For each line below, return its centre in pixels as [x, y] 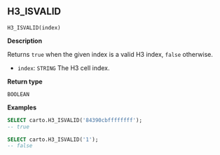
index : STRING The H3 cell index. [63, 68]
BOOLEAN [19, 94]
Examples [22, 107]
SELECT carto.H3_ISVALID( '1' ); [53, 140]
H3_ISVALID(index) [34, 27]
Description [25, 41]
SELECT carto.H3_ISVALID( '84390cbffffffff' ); [75, 120]
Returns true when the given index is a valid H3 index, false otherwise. [110, 54]
